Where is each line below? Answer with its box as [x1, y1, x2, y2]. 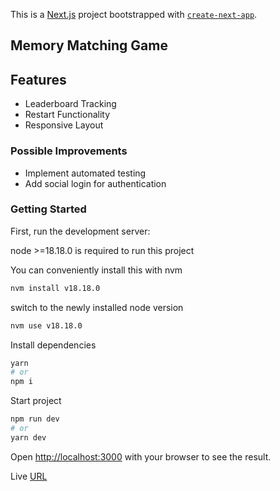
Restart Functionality [24, 109, 111, 121]
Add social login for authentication [24, 177, 167, 189]
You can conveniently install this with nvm [10, 264, 183, 276]
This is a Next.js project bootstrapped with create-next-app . [10, 9, 258, 20]
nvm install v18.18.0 [10, 283, 101, 293]
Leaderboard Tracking [24, 98, 117, 110]
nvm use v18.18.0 [10, 320, 83, 331]
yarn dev [10, 432, 47, 443]
